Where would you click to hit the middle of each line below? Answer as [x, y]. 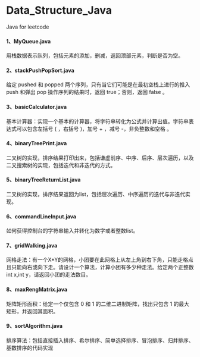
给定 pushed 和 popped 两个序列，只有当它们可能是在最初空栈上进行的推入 [98, 84]
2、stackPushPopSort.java [40, 70]
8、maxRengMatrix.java [37, 289]
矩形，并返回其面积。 [32, 311]
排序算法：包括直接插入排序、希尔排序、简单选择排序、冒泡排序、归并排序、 [100, 340]
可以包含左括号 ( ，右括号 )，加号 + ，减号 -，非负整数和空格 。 [94, 129]
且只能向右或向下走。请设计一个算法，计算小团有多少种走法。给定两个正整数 [100, 267]
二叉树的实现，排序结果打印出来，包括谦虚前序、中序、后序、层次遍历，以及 [100, 158]
